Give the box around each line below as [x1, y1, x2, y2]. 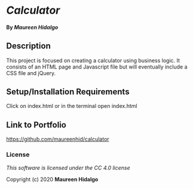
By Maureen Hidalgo [6, 23, 59, 30]
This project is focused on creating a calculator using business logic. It [6, 57, 180, 64]
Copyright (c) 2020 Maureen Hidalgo [6, 175, 99, 182]
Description [6, 41, 51, 51]
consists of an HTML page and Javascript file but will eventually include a [6, 63, 188, 70]
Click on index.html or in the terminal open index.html [6, 103, 137, 110]
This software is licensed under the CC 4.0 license [6, 164, 130, 171]
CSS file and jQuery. [6, 69, 56, 76]
